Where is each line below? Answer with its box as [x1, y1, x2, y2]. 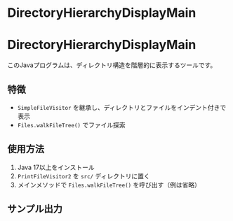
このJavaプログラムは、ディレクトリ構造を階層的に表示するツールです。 [7, 61, 217, 69]
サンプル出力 [7, 203, 63, 215]
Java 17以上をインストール [17, 163, 95, 171]
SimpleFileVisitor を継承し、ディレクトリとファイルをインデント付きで [17, 103, 227, 111]
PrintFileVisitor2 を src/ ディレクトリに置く [17, 171, 150, 180]
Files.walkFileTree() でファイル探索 [17, 120, 126, 129]
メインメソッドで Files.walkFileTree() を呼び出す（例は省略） [17, 180, 201, 189]
